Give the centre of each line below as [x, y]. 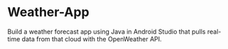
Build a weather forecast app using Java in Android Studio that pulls [107, 31]
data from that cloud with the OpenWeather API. [92, 38]
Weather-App [49, 12]
